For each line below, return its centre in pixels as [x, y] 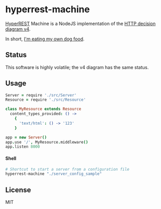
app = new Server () [26, 137]
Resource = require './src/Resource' [46, 100]
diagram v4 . [18, 29]
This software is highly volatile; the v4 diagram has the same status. [77, 67]
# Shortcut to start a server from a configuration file [67, 169]
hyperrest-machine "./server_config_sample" [54, 174]
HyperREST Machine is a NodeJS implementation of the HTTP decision [80, 24]
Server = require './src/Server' [41, 95]
